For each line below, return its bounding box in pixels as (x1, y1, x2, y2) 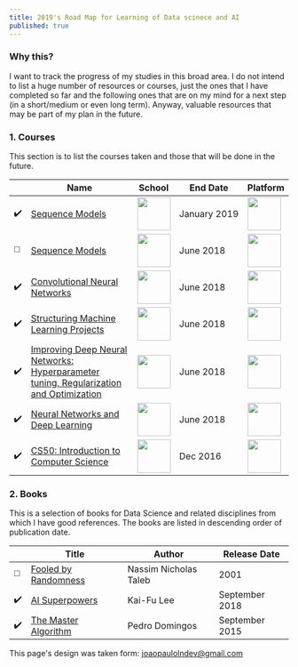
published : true (9, 21, 69, 30)
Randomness (30, 575, 86, 587)
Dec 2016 (178, 450, 222, 462)
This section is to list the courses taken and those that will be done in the (9, 151, 276, 162)
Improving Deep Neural (30, 343, 128, 356)
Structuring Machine (30, 312, 117, 325)
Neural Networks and (30, 408, 120, 421)
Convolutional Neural (30, 276, 119, 288)
